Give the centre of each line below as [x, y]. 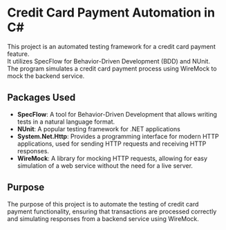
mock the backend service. [46, 76]
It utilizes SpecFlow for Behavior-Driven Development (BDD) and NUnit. [109, 61]
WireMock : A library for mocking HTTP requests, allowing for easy [112, 158]
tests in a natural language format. [66, 122]
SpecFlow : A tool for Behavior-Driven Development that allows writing [117, 114]
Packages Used [41, 98]
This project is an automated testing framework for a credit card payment [111, 46]
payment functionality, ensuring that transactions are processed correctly [112, 211]
